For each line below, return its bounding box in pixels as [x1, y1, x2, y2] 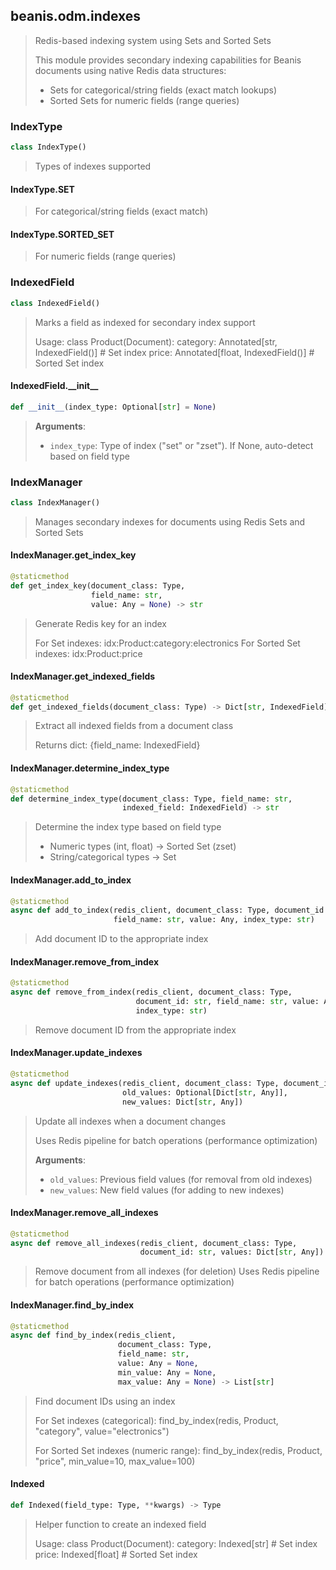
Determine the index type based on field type [34, 821, 222, 833]
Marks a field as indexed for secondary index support [34, 316, 256, 328]
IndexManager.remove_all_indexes [10, 1207, 159, 1219]
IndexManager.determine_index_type [10, 762, 170, 774]
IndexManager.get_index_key [10, 549, 137, 561]
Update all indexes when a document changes [34, 1115, 227, 1127]
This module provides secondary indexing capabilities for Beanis [34, 54, 302, 66]
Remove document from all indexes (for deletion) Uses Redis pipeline [34, 1265, 320, 1278]
